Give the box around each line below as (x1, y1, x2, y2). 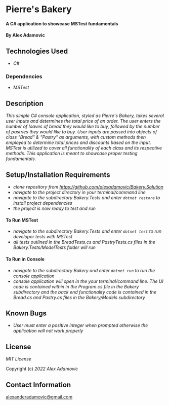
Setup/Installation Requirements (6, 170, 110, 179)
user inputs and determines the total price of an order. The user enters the (6, 118, 161, 124)
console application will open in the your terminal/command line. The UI (13, 278, 164, 284)
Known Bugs (6, 309, 47, 317)
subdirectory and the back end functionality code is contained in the (13, 289, 156, 295)
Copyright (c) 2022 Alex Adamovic (6, 366, 78, 372)
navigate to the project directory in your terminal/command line (13, 189, 146, 196)
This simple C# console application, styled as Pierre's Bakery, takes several (6, 113, 164, 119)
